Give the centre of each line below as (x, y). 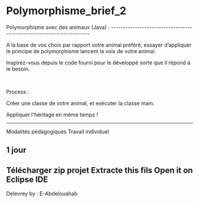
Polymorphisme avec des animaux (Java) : (58, 27)
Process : (18, 91)
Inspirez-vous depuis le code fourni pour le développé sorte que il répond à (98, 63)
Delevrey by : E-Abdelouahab (42, 194)
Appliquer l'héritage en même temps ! (52, 114)
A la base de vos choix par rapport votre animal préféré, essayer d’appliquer (99, 45)
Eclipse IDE (27, 179)
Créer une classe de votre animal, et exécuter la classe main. (81, 103)
